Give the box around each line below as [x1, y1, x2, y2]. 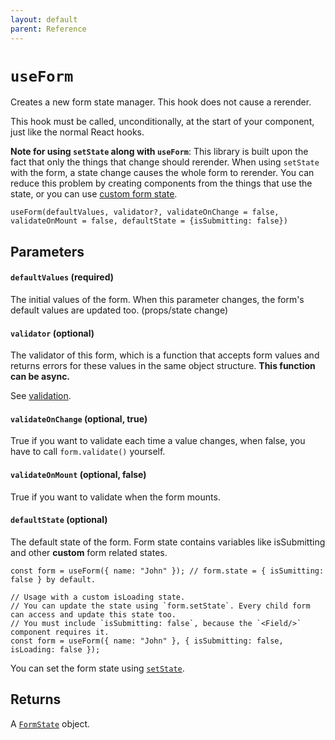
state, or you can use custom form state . [10, 188, 178, 200]
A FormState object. [10, 717, 91, 730]
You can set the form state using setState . [10, 662, 185, 674]
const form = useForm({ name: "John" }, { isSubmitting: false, [10, 636, 284, 646]
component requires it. [10, 627, 110, 637]
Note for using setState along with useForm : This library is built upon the [10, 146, 309, 158]
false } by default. [10, 574, 97, 585]
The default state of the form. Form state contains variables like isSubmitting [10, 536, 326, 548]
